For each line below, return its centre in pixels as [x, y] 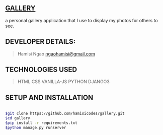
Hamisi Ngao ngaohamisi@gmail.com [56, 54]
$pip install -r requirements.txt [42, 123]
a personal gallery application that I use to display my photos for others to [81, 20]
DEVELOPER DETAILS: [40, 42]
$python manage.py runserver [36, 127]
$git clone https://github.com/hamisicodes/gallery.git [65, 114]
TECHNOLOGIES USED [41, 70]
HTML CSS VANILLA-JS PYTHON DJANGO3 [63, 82]
